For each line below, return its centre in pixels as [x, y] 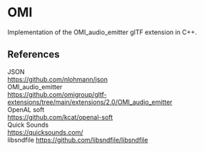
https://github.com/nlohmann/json [58, 79]
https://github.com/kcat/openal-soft [60, 117]
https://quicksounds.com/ [45, 132]
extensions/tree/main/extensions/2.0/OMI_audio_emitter [90, 102]
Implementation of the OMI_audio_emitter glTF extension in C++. [102, 32]
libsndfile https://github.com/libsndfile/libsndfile [78, 140]
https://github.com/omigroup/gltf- [57, 94]
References [34, 54]
